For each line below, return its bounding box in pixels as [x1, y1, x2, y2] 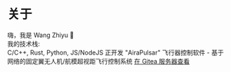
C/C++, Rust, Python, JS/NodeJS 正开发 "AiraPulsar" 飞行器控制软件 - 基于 [7, 48, 224, 57]
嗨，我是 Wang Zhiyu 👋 [7, 31, 74, 39]
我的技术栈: [7, 39, 41, 48]
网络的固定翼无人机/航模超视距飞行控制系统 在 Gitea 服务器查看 [7, 57, 190, 65]
